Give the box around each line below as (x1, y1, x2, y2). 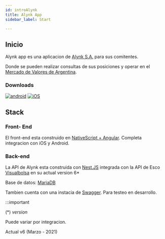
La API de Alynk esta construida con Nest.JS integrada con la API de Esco (5, 164, 160, 170)
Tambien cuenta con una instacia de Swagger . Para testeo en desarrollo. (5, 189, 157, 196)
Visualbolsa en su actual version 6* (5, 170, 80, 176)
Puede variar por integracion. (5, 219, 67, 225)
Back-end (5, 153, 30, 160)
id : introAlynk (5, 7, 38, 13)
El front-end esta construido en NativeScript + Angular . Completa (5, 135, 142, 141)
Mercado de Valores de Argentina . (5, 69, 77, 75)
